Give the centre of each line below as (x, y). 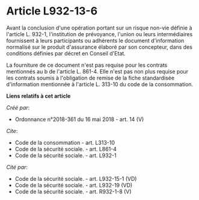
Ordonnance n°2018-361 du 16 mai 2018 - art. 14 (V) (79, 119)
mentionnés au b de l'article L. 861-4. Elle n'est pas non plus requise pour (97, 71)
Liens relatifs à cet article (38, 96)
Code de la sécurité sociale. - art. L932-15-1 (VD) (76, 178)
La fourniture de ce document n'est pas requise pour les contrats (87, 65)
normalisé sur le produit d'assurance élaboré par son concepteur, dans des (99, 47)
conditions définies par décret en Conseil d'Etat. (66, 53)
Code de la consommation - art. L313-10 (65, 142)
